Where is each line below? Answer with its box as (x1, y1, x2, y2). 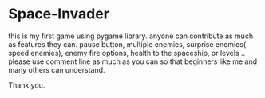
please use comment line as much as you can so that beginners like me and (8, 57, 258, 66)
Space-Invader (8, 5, 110, 23)
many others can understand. (8, 65, 105, 74)
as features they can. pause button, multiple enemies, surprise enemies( (8, 39, 247, 49)
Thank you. (8, 80, 45, 90)
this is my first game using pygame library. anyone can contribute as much (8, 31, 254, 41)
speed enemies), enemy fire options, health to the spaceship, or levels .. (8, 48, 246, 57)
